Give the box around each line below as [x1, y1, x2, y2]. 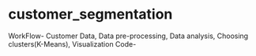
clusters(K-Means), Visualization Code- [8, 39, 137, 48]
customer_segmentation [8, 5, 173, 23]
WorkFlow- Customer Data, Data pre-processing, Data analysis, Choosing [8, 31, 249, 40]
